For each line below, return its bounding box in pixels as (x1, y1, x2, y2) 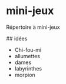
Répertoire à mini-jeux (6, 23, 60, 31)
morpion (14, 71, 35, 78)
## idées (6, 35, 28, 42)
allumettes (14, 52, 40, 59)
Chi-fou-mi (14, 46, 42, 53)
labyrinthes (14, 65, 42, 72)
